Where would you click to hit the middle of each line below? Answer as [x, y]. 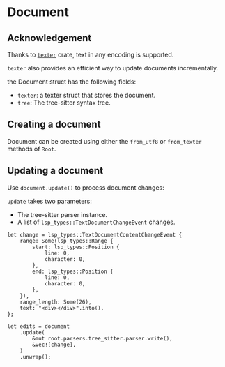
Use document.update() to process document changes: [86, 187]
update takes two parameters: [50, 201]
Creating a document [54, 125]
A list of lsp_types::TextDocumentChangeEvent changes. [96, 222]
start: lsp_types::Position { [76, 247]
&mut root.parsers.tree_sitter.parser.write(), [102, 338]
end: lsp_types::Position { [73, 271]
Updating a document [55, 171]
